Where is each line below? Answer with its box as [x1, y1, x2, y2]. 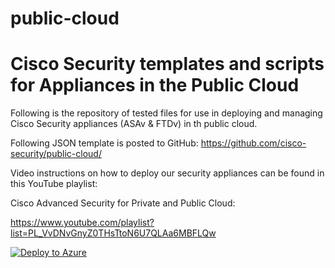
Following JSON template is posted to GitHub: [10, 137, 199, 149]
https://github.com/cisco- [200, 137, 307, 149]
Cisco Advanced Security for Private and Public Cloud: [10, 197, 236, 209]
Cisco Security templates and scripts [10, 53, 325, 76]
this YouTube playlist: [10, 178, 98, 190]
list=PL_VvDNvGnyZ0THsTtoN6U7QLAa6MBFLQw [10, 227, 217, 239]
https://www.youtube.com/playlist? [10, 217, 155, 229]
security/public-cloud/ [10, 148, 102, 160]
